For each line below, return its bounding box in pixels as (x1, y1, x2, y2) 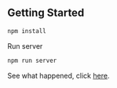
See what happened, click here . (7, 71, 110, 80)
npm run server (7, 57, 57, 64)
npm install (7, 27, 46, 35)
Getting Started (7, 6, 85, 20)
